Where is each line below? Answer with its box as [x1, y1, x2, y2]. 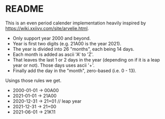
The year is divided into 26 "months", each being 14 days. [12, 46, 134, 52]
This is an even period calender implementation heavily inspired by [5, 20, 147, 26]
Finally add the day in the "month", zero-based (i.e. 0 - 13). [12, 67, 136, 74]
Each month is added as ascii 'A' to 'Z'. [12, 51, 94, 57]
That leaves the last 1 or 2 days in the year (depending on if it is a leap [12, 56, 160, 63]
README [5, 3, 44, 15]
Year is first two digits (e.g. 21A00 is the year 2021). [12, 40, 122, 46]
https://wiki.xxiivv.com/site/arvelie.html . [5, 25, 89, 31]
